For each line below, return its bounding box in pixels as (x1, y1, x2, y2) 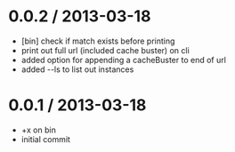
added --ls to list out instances (20, 64, 134, 75)
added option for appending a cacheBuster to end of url (20, 54, 226, 65)
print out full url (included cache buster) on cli (20, 44, 190, 55)
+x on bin (20, 124, 57, 135)
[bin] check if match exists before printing (20, 36, 175, 46)
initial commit (20, 133, 70, 144)
